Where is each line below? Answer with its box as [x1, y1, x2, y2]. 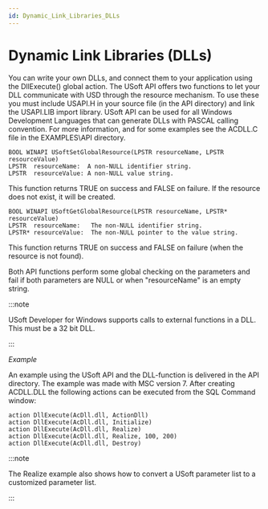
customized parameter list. [8, 477, 97, 487]
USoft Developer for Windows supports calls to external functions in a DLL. [8, 315, 257, 324]
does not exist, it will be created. [8, 192, 116, 202]
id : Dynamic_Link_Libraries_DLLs [8, 11, 120, 20]
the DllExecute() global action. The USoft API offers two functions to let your [8, 81, 261, 91]
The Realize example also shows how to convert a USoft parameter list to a [8, 469, 256, 478]
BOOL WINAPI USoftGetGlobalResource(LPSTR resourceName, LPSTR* [8, 207, 228, 215]
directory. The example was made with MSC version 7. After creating [8, 378, 235, 388]
